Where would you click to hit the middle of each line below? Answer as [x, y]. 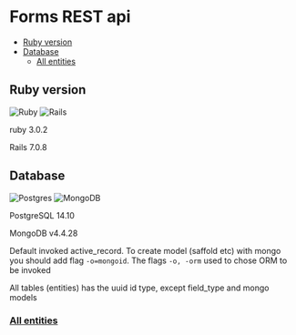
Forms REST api [70, 17]
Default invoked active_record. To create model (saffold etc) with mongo [145, 250]
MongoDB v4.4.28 [44, 233]
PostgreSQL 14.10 [42, 215]
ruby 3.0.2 [29, 129]
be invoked [31, 269]
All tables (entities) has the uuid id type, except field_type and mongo [139, 288]
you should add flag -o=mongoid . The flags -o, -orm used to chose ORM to [148, 260]
